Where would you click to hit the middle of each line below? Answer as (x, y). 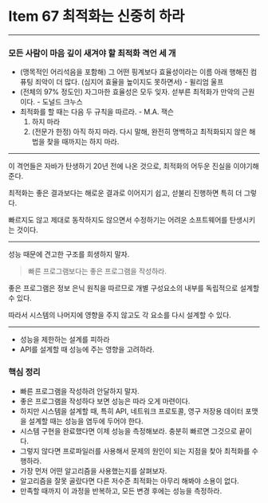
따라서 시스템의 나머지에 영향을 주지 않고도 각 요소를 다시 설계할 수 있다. (120, 315)
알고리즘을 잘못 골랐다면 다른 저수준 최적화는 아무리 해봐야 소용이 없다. (129, 481)
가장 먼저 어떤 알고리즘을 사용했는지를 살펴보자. (93, 470)
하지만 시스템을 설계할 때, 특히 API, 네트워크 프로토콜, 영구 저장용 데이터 (132, 411)
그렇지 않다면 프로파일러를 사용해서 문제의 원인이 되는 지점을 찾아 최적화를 (135, 450)
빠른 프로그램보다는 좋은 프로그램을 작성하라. (97, 271)
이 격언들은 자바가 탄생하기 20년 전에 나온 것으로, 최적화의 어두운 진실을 (120, 166)
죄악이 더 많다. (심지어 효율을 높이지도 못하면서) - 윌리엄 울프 (129, 82)
